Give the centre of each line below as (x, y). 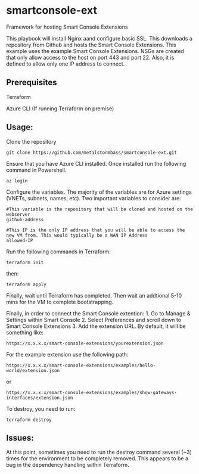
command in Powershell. (36, 170)
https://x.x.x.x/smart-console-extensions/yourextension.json (85, 343)
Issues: (20, 438)
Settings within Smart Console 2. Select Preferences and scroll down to (94, 320)
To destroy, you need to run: (41, 408)
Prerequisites (32, 83)
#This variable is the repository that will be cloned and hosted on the (100, 209)
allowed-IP (20, 240)
